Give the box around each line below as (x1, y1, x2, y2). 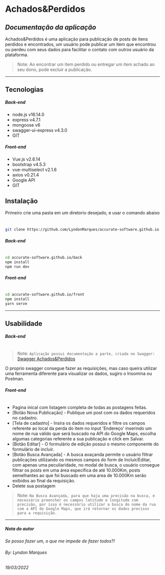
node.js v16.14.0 (12, 112, 45, 118)
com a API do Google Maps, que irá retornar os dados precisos (17, 506, 150, 511)
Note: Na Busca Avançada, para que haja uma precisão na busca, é (17, 492, 155, 498)
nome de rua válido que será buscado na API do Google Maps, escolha (12, 430, 156, 437)
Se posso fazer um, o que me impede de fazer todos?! (5, 538, 115, 544)
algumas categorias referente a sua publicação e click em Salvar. (12, 436, 144, 441)
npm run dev (5, 264, 29, 269)
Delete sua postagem (12, 483, 55, 489)
